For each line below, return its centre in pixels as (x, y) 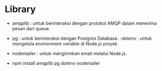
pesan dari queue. (31, 28)
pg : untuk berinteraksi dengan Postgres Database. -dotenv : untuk (82, 38)
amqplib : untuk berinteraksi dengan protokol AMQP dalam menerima (84, 23)
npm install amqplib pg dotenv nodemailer (56, 63)
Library (20, 9)
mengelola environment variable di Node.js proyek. (65, 43)
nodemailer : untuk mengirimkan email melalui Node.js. (70, 53)
